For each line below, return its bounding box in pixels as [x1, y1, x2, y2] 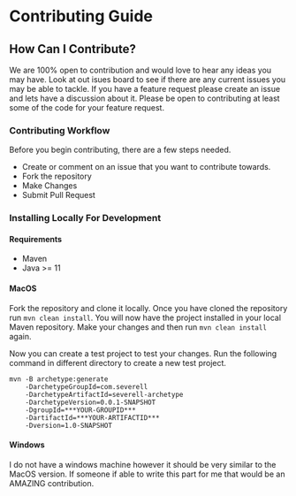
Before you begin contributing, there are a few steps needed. [9, 144, 231, 156]
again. [9, 331, 33, 341]
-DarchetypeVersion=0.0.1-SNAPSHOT [25, 398, 156, 407]
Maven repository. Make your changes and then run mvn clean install [9, 321, 268, 332]
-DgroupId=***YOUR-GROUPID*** [25, 405, 137, 415]
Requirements [9, 233, 63, 244]
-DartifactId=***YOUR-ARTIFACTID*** [25, 413, 161, 422]
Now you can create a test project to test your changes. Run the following [9, 347, 277, 359]
